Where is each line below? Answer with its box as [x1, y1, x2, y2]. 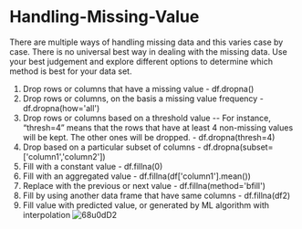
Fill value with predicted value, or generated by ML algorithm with [22, 199, 269, 211]
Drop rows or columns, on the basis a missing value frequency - [22, 93, 265, 104]
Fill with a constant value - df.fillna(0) [22, 161, 163, 172]
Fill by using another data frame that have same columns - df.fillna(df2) [22, 190, 291, 201]
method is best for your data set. [9, 66, 132, 77]
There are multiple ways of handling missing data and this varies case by [9, 36, 284, 47]
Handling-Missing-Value [9, 6, 200, 27]
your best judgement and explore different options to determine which [9, 56, 274, 67]
